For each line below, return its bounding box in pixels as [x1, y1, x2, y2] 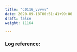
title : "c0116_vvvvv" [5, 7, 49, 12]
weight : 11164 [5, 20, 34, 26]
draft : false [5, 16, 31, 21]
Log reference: [5, 40, 41, 47]
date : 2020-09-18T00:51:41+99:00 [5, 12, 73, 16]
